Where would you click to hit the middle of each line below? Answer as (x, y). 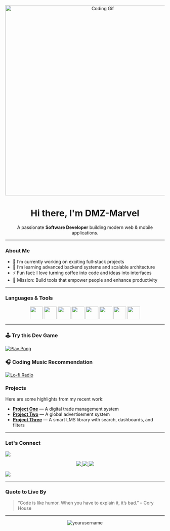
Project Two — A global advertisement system (61, 414)
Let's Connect (23, 443)
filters (19, 425)
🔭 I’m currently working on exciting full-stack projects (68, 262)
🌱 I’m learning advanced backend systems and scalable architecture (84, 267)
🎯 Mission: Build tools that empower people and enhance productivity (85, 280)
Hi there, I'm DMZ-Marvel (85, 213)
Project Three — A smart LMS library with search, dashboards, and (83, 420)
